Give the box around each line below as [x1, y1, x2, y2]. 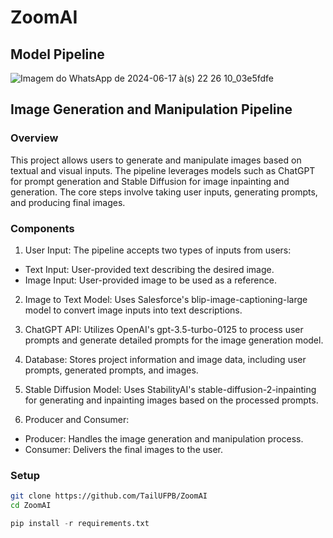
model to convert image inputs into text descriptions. [24, 304, 243, 316]
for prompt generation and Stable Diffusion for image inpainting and [10, 175, 290, 187]
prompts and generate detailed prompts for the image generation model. [24, 334, 324, 346]
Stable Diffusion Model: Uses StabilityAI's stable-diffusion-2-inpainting [24, 383, 317, 395]
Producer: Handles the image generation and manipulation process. [24, 432, 304, 445]
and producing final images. [10, 196, 126, 208]
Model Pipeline [10, 46, 105, 63]
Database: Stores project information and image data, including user [24, 353, 307, 365]
